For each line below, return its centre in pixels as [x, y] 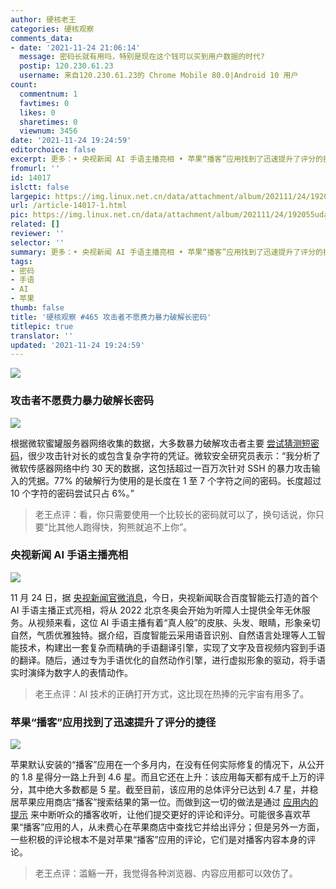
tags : [21, 261]
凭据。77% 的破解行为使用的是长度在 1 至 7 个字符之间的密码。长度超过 [174, 480]
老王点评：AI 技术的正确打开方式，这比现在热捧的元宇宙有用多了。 [172, 693]
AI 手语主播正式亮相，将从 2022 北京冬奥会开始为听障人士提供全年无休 [156, 610]
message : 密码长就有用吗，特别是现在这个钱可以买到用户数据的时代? [142, 57]
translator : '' [42, 336]
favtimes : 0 [44, 103]
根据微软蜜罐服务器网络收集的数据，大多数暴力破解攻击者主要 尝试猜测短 [160, 443]
